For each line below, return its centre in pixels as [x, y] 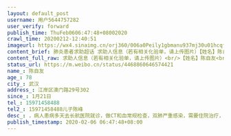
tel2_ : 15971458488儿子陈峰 [45, 109]
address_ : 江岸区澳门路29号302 [48, 90]
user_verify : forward [38, 26]
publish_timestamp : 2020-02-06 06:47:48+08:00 [75, 122]
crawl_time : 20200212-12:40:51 [52, 39]
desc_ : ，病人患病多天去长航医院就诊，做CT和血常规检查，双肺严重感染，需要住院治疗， [116, 115]
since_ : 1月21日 [29, 97]
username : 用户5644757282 [43, 20]
